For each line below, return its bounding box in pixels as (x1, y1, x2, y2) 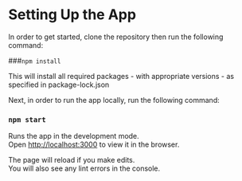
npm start (8, 115, 46, 124)
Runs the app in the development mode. (8, 132, 139, 141)
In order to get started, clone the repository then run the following (8, 32, 224, 41)
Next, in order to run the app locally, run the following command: (8, 95, 221, 104)
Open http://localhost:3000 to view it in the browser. (8, 140, 180, 149)
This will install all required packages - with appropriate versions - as (8, 71, 235, 81)
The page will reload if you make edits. (8, 155, 135, 165)
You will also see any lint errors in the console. (8, 163, 161, 173)
